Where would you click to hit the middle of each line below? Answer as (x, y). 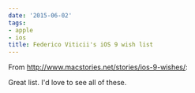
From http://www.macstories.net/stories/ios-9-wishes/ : (98, 67)
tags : (17, 23)
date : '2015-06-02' (40, 15)
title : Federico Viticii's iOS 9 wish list (81, 45)
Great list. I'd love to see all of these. (67, 83)
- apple (21, 30)
